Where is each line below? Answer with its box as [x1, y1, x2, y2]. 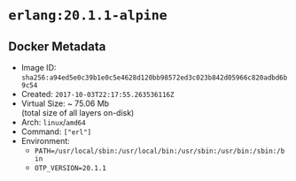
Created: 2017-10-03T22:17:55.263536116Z [20, 89, 175, 99]
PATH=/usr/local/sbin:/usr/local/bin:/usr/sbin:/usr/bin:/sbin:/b [34, 147, 285, 155]
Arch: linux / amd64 [20, 117, 86, 127]
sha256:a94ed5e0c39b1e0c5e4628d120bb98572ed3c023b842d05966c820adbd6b [20, 73, 288, 82]
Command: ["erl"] [20, 126, 92, 137]
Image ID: [20, 63, 57, 72]
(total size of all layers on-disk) [20, 108, 135, 117]
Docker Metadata [8, 39, 106, 54]
